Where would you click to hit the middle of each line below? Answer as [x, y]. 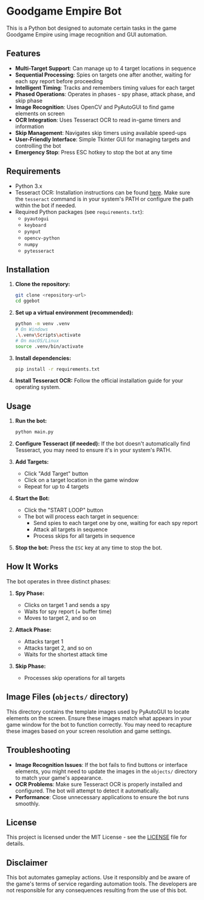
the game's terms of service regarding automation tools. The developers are [102, 884]
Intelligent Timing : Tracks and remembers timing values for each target [105, 88]
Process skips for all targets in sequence [84, 536]
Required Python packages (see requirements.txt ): [79, 211]
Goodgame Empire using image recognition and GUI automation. [87, 34]
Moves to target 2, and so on [60, 617]
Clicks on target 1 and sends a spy [67, 605]
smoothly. [27, 803]
